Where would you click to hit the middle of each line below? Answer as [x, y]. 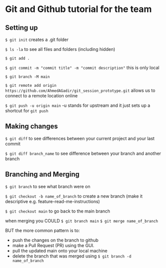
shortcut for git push [27, 111]
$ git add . [17, 58]
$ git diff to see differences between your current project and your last [80, 138]
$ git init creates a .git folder [37, 39]
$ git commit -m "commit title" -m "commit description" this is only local [82, 68]
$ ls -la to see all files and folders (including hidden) [60, 49]
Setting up [22, 28]
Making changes [32, 127]
